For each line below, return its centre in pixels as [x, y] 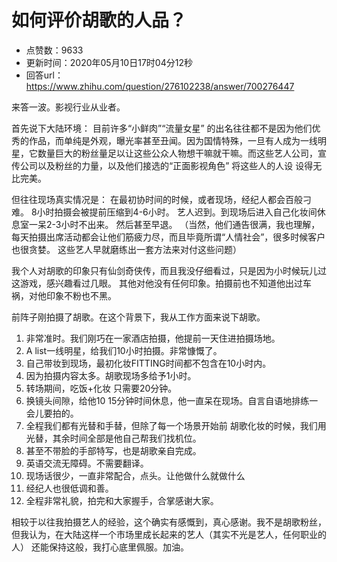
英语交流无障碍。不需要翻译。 [87, 463]
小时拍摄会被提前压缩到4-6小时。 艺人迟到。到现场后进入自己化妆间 [177, 212]
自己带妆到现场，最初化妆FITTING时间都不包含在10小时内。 [148, 363]
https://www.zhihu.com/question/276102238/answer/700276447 [160, 86]
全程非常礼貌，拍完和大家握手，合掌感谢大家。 [122, 500]
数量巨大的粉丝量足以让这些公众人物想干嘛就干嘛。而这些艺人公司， [177, 153]
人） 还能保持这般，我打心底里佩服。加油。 [100, 547]
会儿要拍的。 [52, 413]
